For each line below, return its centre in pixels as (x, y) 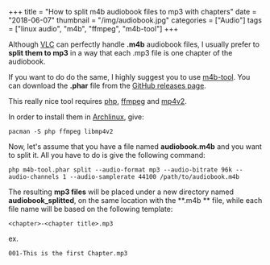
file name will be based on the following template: (91, 209)
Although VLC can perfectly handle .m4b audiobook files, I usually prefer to (134, 44)
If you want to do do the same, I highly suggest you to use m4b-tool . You (129, 77)
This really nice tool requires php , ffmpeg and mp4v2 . (98, 101)
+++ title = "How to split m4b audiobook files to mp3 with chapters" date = (133, 12)
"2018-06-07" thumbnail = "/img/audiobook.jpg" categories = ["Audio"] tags (135, 20)
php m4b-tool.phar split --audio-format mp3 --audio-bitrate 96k (120, 170)
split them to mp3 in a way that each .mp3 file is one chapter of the (120, 53)
